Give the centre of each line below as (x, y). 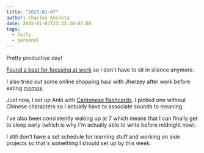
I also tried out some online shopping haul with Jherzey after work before (98, 81)
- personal (26, 40)
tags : (13, 29)
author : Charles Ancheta (38, 18)
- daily (22, 35)
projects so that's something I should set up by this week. (79, 143)
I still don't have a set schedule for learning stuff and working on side (93, 136)
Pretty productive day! (35, 58)
